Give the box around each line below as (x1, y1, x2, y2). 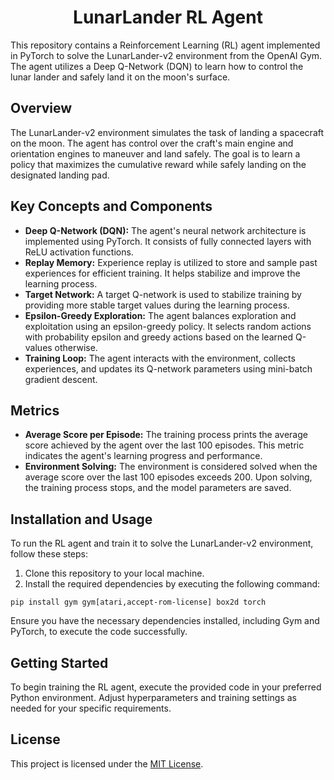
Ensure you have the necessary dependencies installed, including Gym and (10, 615, 320, 627)
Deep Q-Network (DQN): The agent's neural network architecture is (24, 224, 307, 236)
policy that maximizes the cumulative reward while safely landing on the (10, 158, 307, 170)
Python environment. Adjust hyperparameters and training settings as (10, 692, 297, 703)
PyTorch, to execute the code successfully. (10, 626, 188, 638)
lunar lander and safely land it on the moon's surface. (10, 71, 231, 83)
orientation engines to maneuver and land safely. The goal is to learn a (10, 147, 301, 160)
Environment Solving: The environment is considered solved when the (24, 461, 318, 473)
